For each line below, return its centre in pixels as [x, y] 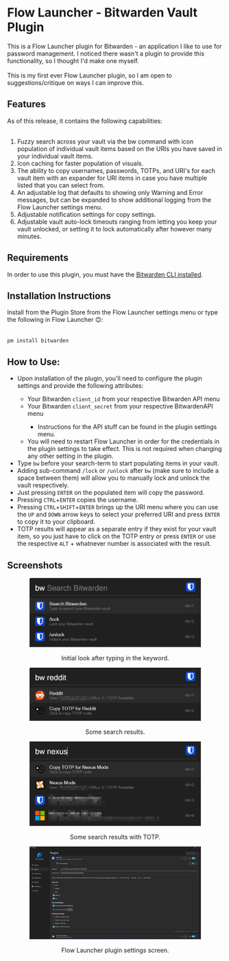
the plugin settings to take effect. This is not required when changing [124, 449]
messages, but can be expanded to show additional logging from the [114, 200]
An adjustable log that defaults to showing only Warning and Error [110, 192]
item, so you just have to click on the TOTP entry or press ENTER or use [116, 536]
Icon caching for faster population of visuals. [80, 163]
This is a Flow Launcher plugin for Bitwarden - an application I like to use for [114, 46]
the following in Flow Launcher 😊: [56, 320]
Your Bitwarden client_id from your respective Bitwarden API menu [124, 399]
